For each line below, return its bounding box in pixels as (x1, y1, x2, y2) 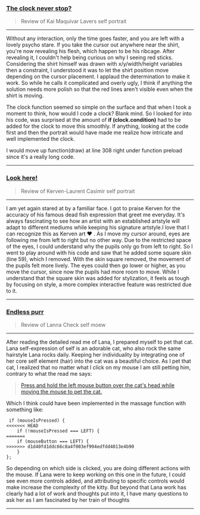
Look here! (6, 174, 38, 182)
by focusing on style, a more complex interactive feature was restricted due (6, 281, 192, 288)
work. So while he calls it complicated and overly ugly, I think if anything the (6, 79, 192, 87)
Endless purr (6, 308, 44, 316)
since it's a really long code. (6, 154, 76, 161)
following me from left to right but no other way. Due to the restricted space (6, 236, 192, 243)
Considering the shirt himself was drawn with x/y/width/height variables (6, 60, 183, 68)
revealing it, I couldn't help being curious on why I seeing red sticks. (6, 54, 173, 61)
